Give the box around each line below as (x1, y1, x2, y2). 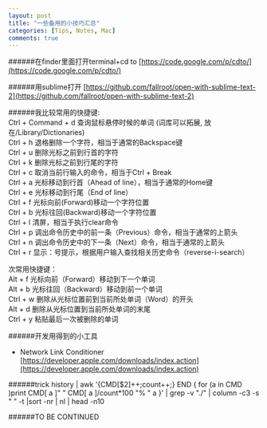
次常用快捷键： (8, 264, 57, 274)
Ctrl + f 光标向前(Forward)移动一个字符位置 (8, 197, 150, 208)
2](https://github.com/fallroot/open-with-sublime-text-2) (8, 91, 194, 101)
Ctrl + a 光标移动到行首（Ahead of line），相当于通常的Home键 (8, 177, 214, 188)
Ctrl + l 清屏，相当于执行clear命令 (8, 217, 119, 228)
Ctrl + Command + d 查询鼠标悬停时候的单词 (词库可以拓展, (8, 117, 203, 128)
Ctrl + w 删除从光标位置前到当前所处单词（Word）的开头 (8, 295, 194, 304)
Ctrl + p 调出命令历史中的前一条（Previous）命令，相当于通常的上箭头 (8, 228, 238, 237)
